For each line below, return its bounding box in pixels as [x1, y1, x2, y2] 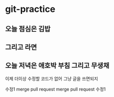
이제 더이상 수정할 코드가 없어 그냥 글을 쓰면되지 [5, 76, 99, 82]
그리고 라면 [5, 43, 37, 51]
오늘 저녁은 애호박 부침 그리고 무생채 [5, 61, 110, 70]
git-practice [5, 3, 56, 15]
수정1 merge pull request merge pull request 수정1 [5, 86, 106, 92]
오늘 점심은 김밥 [5, 24, 51, 33]
